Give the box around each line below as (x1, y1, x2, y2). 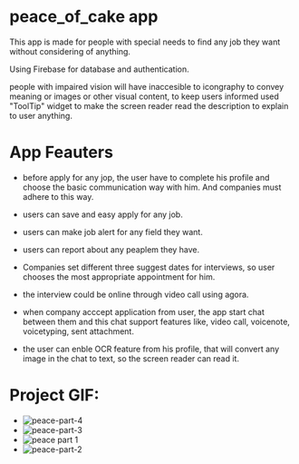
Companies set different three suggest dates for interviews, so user (22, 262, 275, 272)
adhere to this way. (22, 191, 94, 202)
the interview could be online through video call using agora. (22, 289, 249, 300)
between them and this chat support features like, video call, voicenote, (22, 316, 290, 327)
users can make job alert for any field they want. (22, 226, 204, 237)
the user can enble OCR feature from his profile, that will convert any (22, 343, 280, 354)
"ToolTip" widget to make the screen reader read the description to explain (9, 100, 289, 111)
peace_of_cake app (9, 6, 159, 27)
